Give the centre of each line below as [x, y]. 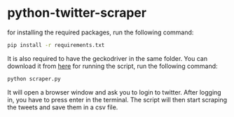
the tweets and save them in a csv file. [63, 107]
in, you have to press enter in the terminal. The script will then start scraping [117, 99]
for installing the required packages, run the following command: [101, 32]
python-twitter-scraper [77, 13]
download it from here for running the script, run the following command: [113, 66]
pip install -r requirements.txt [56, 45]
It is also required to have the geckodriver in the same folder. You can [108, 58]
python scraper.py [34, 78]
